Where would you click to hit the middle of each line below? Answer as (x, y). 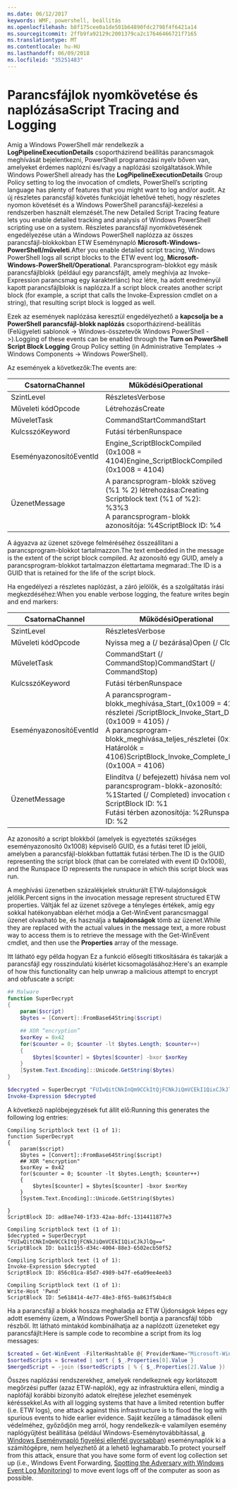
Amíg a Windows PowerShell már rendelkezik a (76, 144)
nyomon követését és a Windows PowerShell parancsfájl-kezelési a (105, 205)
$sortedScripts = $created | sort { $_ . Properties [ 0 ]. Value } (101, 1360)
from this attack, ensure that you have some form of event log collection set (117, 1456)
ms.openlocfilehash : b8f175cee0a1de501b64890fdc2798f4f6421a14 (102, 27)
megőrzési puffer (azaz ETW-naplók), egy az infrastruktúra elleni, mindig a (116, 1388)
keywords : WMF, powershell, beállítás (64, 21)
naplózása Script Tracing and (93, 110)
